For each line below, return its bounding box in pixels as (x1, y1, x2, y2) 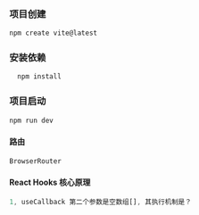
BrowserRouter (9, 156, 62, 166)
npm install (17, 72, 62, 81)
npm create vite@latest (9, 29, 98, 37)
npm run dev (9, 116, 54, 125)
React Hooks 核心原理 (9, 177, 91, 188)
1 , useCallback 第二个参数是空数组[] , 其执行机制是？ (9, 197, 192, 206)
